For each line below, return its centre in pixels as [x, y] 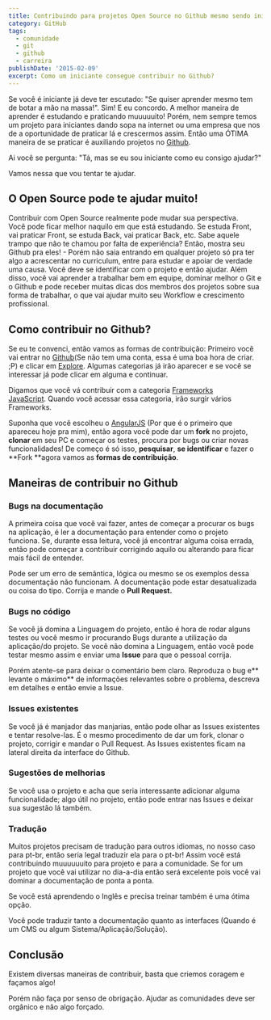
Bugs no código [40, 611]
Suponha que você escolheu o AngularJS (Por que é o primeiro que [120, 423]
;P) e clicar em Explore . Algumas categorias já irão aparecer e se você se [130, 366]
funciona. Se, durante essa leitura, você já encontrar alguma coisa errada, [131, 540]
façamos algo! [32, 982]
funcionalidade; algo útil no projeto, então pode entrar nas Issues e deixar [131, 799]
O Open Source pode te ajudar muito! [103, 199]
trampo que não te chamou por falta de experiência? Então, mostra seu [127, 244]
